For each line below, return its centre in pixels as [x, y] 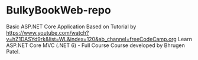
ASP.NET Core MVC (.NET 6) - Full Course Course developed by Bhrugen [95, 45]
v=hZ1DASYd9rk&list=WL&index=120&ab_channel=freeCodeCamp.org [92, 39]
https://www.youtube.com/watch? [48, 32]
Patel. [13, 51]
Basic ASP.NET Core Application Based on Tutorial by [71, 26]
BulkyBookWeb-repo [59, 10]
